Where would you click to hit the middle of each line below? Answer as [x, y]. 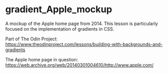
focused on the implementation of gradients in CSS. [60, 29]
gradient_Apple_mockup [59, 9]
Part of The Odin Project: [31, 39]
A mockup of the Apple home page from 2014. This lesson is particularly [82, 23]
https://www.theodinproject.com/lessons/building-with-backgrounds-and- [84, 44]
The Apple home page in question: [42, 59]
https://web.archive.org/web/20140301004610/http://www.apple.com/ [79, 65]
